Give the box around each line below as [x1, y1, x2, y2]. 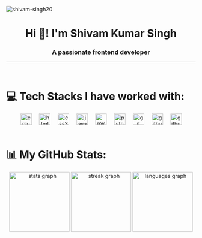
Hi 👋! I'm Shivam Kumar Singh [25, 27, 177, 40]
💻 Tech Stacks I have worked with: [6, 89, 185, 103]
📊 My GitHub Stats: [6, 147, 107, 161]
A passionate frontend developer [52, 48, 150, 56]
